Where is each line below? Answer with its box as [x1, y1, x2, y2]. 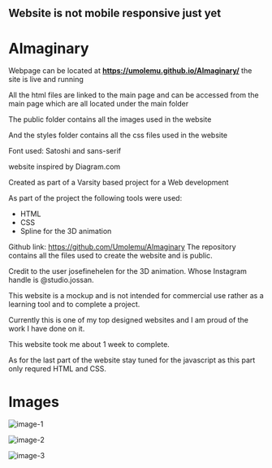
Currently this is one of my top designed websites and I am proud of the [8, 315, 249, 325]
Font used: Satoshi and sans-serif [8, 146, 122, 156]
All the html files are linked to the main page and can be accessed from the [8, 90, 259, 100]
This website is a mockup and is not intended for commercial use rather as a [8, 291, 264, 301]
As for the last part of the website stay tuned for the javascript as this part [8, 355, 256, 365]
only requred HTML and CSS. [8, 364, 107, 374]
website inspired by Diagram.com [8, 162, 121, 171]
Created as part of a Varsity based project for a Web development [8, 178, 229, 188]
